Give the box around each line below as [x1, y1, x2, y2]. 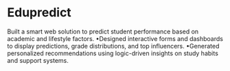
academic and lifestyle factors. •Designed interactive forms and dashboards [7, 34, 223, 42]
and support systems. [7, 56, 69, 64]
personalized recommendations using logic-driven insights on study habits [7, 49, 218, 57]
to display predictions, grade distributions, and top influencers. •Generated [7, 42, 220, 50]
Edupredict [7, 5, 72, 20]
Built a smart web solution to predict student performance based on [7, 27, 199, 35]
